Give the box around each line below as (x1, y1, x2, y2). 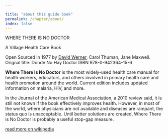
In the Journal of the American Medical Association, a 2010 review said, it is (5, 95, 162, 101)
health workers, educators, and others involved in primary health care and (5, 75, 159, 81)
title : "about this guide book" (5, 12, 73, 17)
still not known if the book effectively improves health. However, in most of (5, 100, 160, 106)
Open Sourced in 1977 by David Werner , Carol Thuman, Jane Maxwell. (5, 54, 151, 60)
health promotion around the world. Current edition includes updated (5, 80, 148, 86)
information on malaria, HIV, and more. (5, 85, 85, 91)
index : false (5, 21, 33, 26)
